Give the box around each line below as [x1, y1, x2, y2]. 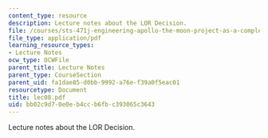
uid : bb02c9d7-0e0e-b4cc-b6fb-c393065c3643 [8, 101, 156, 108]
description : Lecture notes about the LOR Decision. [8, 19, 187, 27]
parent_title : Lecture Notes [8, 64, 105, 72]
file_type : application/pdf [8, 34, 102, 42]
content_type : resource [8, 11, 88, 20]
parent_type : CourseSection [8, 71, 102, 79]
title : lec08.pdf [8, 93, 66, 101]
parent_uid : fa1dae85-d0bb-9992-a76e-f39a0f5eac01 [8, 78, 180, 86]
